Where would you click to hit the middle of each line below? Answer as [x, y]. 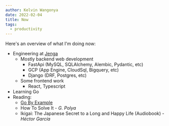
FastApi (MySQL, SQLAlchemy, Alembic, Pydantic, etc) [86, 65]
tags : [11, 24]
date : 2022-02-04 [24, 15]
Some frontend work [42, 81]
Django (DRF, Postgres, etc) [57, 75]
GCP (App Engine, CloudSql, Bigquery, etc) [73, 70]
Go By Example [36, 102]
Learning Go [26, 92]
